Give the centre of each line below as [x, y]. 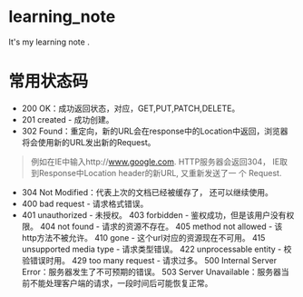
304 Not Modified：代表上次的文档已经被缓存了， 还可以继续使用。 [147, 192]
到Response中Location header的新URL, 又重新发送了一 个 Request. [156, 173]
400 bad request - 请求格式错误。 [85, 203]
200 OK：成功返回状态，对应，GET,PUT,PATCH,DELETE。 [131, 108]
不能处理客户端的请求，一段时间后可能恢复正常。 [121, 282]
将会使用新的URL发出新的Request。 [88, 142]
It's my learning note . [49, 42]
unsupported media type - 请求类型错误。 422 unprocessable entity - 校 [156, 249]
